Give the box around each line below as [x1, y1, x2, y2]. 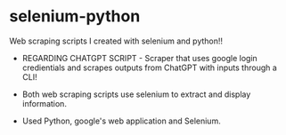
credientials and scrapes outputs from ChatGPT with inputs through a [21, 62, 278, 73]
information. [21, 98, 67, 108]
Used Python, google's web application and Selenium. [21, 115, 221, 126]
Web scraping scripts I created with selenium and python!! [9, 36, 224, 46]
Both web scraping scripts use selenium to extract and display [21, 89, 251, 99]
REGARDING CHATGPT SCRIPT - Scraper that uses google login [21, 52, 258, 63]
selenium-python [9, 6, 141, 27]
